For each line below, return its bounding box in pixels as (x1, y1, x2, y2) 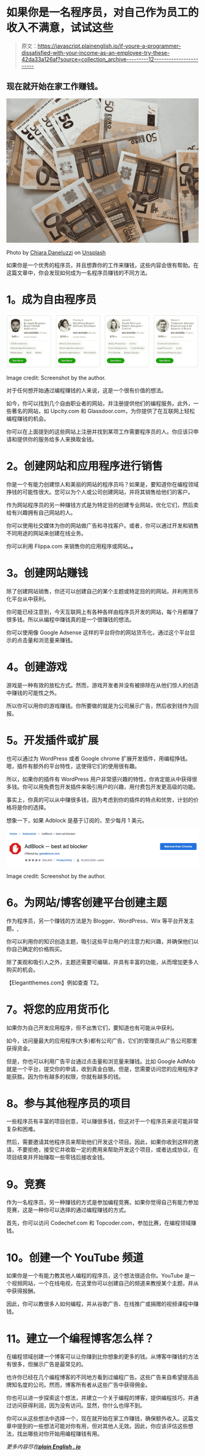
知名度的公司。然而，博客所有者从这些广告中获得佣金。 (11, 1381, 151, 1389)
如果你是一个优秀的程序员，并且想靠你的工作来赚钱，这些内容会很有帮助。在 (6, 261, 199, 269)
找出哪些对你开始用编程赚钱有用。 (16, 1430, 103, 1438)
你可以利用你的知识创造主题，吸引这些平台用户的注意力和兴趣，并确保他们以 (6, 937, 199, 945)
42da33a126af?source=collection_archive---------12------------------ (21, 56, 198, 63)
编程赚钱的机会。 (6, 415, 49, 422)
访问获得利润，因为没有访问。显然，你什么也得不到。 (11, 1402, 145, 1409)
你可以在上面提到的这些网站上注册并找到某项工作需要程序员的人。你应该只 (6, 428, 193, 435)
